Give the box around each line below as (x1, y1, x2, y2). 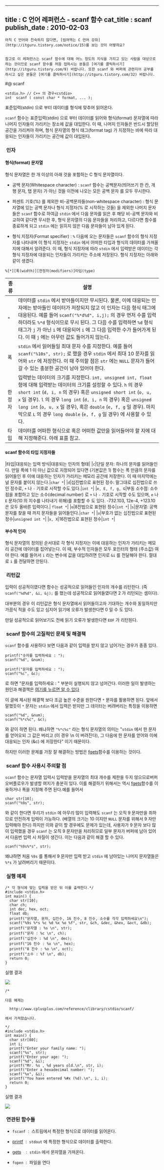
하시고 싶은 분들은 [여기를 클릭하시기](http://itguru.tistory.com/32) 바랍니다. (5, 72, 155, 77)
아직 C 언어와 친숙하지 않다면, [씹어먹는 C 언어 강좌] (5, 37, 101, 42)
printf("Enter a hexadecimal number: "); (9, 1067, 95, 1072)
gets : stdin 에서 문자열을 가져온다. (12, 1149, 85, 1155)
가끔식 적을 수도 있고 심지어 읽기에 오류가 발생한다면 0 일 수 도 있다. (5, 607, 134, 612)
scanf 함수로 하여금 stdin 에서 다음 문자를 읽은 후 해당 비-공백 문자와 (21, 211, 153, 216)
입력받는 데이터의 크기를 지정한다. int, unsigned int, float (18, 374, 152, 381)
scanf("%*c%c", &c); (5, 717, 47, 722)
